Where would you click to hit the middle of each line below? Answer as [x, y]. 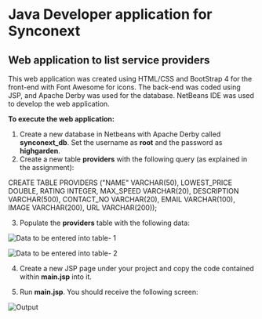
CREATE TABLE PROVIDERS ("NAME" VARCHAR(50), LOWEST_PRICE [120, 183]
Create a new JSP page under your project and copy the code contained [137, 268]
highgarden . [40, 151]
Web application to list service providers [109, 60]
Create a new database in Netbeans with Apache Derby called [120, 134]
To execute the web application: [62, 119]
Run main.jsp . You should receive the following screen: [109, 292]
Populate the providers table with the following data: [104, 223]
